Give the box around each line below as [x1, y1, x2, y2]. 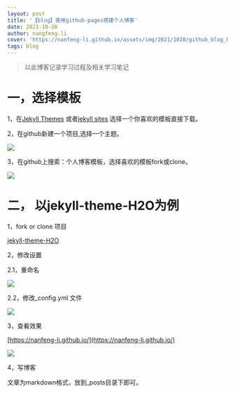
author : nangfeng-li [7, 29, 68, 37]
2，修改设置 [7, 250, 42, 259]
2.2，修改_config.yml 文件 [7, 294, 83, 302]
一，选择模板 [7, 90, 82, 106]
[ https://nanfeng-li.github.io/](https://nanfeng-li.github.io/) [7, 336, 176, 344]
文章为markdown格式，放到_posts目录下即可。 [7, 378, 142, 386]
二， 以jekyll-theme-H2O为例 [7, 198, 180, 214]
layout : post [7, 10, 45, 18]
